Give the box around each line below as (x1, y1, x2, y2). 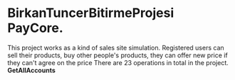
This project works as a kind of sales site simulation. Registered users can (7, 43, 224, 52)
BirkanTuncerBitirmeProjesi (7, 5, 174, 21)
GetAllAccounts (7, 66, 56, 74)
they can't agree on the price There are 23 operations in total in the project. (7, 58, 229, 67)
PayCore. (7, 20, 64, 36)
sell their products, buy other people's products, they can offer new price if (7, 51, 228, 59)
